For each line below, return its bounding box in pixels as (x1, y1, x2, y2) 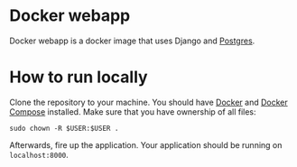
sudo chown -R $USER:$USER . (9, 124, 119, 133)
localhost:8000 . (9, 149, 70, 160)
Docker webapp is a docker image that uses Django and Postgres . (9, 35, 255, 46)
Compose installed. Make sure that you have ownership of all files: (9, 106, 256, 117)
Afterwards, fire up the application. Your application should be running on (9, 139, 283, 150)
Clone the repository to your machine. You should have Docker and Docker (9, 97, 288, 107)
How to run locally (9, 67, 148, 88)
